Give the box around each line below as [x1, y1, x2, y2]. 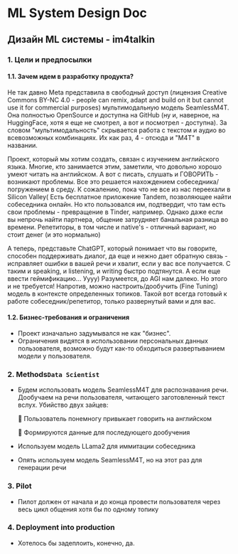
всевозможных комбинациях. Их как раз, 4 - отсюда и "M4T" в [7, 133, 200, 142]
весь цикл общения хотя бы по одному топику [17, 505, 159, 513]
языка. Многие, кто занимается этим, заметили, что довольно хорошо [7, 162, 222, 171]
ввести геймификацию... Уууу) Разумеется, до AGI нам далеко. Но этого [7, 274, 227, 282]
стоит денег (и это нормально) [7, 230, 101, 239]
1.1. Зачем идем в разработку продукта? [7, 73, 134, 81]
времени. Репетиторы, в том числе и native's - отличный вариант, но [7, 223, 217, 231]
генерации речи [17, 464, 67, 472]
